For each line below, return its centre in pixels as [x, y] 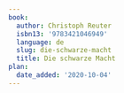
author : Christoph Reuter [64, 26]
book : [18, 17]
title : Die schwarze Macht [66, 58]
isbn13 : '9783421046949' [62, 34]
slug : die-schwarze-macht [64, 50]
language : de [40, 42]
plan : [18, 67]
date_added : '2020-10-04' [64, 75]
